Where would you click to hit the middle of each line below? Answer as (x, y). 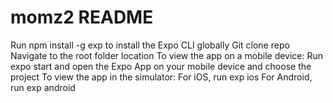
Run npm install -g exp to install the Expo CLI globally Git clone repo (150, 45)
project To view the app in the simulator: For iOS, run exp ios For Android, (161, 77)
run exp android (43, 87)
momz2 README (82, 17)
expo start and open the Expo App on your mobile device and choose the (161, 66)
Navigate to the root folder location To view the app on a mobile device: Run (167, 55)
